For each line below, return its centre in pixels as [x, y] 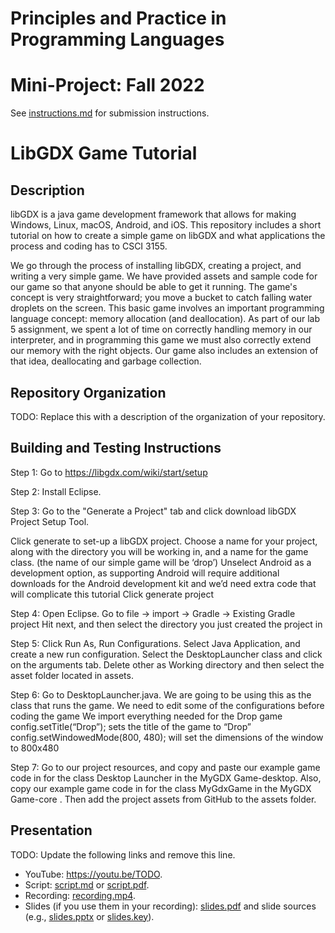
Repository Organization [88, 392]
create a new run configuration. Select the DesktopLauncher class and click [166, 654]
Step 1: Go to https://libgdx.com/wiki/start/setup [109, 472]
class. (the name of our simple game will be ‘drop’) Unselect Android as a [161, 562]
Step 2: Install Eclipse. [56, 491]
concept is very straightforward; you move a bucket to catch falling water [161, 298]
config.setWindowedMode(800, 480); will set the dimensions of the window [167, 737]
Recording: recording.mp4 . [80, 895]
